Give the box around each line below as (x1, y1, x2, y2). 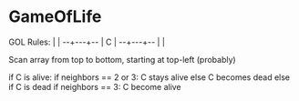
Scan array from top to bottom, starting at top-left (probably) (8, 54, 236, 65)
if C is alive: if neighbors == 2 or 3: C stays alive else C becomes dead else (8, 71, 291, 83)
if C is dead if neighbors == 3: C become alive (8, 81, 181, 92)
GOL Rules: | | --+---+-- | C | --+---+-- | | (8, 36, 166, 47)
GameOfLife (8, 6, 102, 27)
